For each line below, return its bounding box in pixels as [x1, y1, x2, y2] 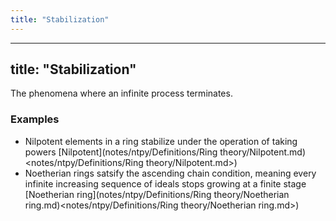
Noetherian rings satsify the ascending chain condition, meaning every [24, 167, 317, 179]
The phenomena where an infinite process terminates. [10, 87, 233, 100]
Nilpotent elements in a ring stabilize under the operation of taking [24, 135, 298, 147]
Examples [10, 112, 60, 126]
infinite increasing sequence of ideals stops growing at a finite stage [24, 177, 307, 190]
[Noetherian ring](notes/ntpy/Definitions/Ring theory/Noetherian [24, 188, 290, 200]
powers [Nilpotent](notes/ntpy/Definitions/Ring [24, 146, 218, 158]
